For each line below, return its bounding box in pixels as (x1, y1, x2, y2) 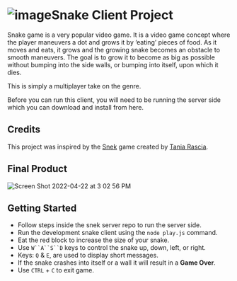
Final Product (7, 163, 67, 175)
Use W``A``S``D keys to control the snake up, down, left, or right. (17, 243, 207, 252)
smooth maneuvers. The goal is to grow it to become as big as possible (7, 53, 216, 62)
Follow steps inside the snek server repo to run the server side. (17, 221, 202, 229)
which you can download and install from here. (7, 103, 144, 111)
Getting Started (7, 202, 77, 214)
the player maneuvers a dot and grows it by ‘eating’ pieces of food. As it (7, 38, 217, 46)
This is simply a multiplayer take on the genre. (7, 81, 141, 90)
